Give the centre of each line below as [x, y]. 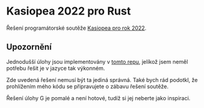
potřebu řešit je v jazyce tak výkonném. [56, 68]
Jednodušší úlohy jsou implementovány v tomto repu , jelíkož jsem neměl [97, 61]
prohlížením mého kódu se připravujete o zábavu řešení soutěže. [87, 86]
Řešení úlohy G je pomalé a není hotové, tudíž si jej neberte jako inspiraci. [98, 98]
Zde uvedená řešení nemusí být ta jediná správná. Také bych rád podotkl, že [102, 79]
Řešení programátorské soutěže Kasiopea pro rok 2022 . [76, 28]
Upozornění [29, 47]
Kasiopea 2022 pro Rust [69, 11]
